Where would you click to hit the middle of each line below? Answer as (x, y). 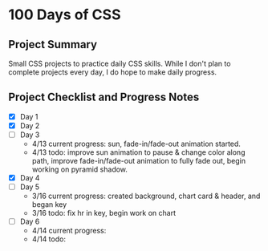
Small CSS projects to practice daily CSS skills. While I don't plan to (120, 63)
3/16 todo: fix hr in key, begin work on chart (104, 213)
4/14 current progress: (69, 231)
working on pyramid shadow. (80, 169)
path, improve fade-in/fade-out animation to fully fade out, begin (139, 161)
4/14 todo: (49, 239)
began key (49, 204)
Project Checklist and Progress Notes (104, 97)
